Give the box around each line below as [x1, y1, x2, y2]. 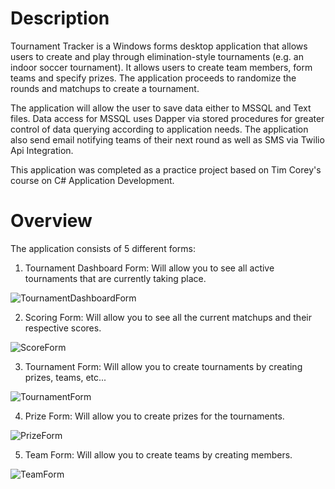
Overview [10, 210, 93, 232]
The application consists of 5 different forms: [10, 242, 196, 254]
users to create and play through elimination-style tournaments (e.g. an [10, 50, 304, 62]
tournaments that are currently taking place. [24, 272, 207, 284]
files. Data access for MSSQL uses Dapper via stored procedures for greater [10, 112, 325, 124]
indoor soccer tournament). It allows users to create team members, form [10, 61, 313, 73]
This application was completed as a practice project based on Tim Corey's [10, 163, 322, 176]
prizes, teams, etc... [24, 371, 107, 383]
